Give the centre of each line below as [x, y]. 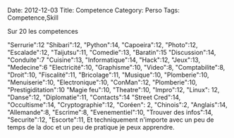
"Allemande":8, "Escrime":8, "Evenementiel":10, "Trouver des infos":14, [110, 112]
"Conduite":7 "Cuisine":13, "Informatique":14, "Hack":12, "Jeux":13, [104, 60]
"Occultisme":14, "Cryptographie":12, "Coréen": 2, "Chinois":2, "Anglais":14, [117, 105]
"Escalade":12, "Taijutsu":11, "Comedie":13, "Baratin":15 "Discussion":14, [112, 52]
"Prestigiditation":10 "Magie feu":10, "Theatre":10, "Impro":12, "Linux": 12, [113, 90]
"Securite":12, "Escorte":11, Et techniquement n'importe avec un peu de [111, 120]
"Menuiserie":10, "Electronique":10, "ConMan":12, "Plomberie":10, [102, 82]
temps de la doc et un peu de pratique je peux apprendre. [91, 127]
